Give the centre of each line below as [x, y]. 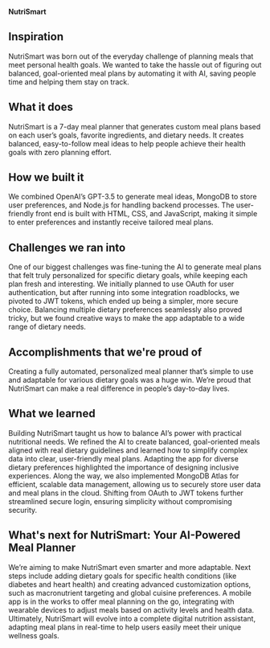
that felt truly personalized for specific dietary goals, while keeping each [128, 276]
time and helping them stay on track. [69, 82]
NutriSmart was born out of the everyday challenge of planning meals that [131, 56]
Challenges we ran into [67, 247]
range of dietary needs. [47, 327]
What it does [41, 107]
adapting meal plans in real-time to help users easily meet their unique [125, 627]
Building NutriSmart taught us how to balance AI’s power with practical [125, 433]
